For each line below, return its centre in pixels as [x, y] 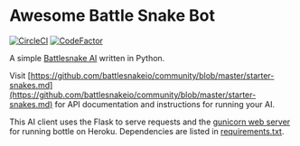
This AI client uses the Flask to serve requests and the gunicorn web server [150, 122]
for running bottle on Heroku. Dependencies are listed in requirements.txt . [147, 131]
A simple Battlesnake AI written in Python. [87, 58]
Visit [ [20, 75]
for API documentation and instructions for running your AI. [165, 104]
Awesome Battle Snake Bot [112, 16]
